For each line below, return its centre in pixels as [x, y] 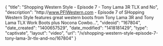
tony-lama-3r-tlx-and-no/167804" [39, 38]
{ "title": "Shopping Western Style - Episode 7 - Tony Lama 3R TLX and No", [82, 7]
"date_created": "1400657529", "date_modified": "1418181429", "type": [77, 28]
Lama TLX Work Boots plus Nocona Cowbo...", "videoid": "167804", [73, 23]
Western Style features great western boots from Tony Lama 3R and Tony [80, 17]
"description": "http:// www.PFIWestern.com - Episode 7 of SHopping [75, 12]
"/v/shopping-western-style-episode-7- [118, 33]
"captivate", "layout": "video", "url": [41, 33]
